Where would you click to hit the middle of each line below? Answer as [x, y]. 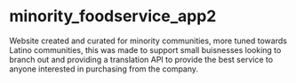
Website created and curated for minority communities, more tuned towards [148, 41]
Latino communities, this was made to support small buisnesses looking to [145, 49]
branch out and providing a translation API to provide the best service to [141, 59]
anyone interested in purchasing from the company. [104, 69]
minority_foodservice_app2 [113, 16]
